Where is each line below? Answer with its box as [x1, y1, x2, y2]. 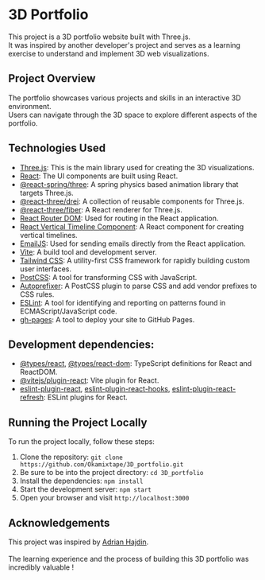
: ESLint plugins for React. [43, 392, 129, 403]
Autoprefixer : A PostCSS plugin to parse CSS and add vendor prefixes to [19, 281, 258, 290]
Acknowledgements [8, 516, 110, 530]
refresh [19, 392, 44, 403]
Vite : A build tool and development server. [19, 247, 157, 256]
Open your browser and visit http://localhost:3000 [19, 493, 190, 503]
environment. [8, 101, 52, 111]
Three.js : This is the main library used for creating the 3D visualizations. [19, 162, 255, 172]
